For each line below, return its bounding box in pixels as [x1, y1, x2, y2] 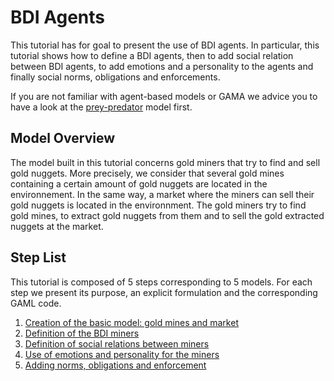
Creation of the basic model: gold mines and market [24, 316, 239, 328]
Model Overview [10, 130, 115, 147]
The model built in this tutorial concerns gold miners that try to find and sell [10, 156, 321, 168]
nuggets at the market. [10, 220, 104, 232]
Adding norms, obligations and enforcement [24, 359, 207, 371]
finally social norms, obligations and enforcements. [10, 71, 221, 83]
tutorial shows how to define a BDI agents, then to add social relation [10, 49, 294, 61]
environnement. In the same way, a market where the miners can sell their [10, 188, 315, 200]
